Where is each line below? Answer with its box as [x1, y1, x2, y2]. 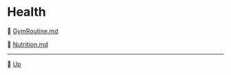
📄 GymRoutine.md [7, 27, 58, 35]
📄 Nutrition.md [7, 40, 48, 48]
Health [7, 4, 46, 20]
